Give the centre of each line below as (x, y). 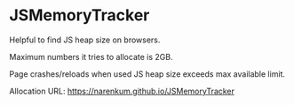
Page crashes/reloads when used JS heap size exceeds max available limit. (147, 74)
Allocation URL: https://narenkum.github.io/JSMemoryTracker (122, 91)
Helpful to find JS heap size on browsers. (85, 40)
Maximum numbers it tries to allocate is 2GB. (91, 56)
